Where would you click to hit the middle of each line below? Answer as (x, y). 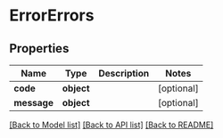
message (33, 103)
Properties (39, 49)
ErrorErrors (52, 16)
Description (124, 73)
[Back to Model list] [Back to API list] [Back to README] (111, 125)
